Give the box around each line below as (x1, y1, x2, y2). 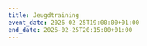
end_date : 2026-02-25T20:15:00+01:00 (8, 26, 133, 34)
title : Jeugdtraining (8, 11, 80, 19)
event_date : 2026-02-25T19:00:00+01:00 (8, 19, 140, 27)
